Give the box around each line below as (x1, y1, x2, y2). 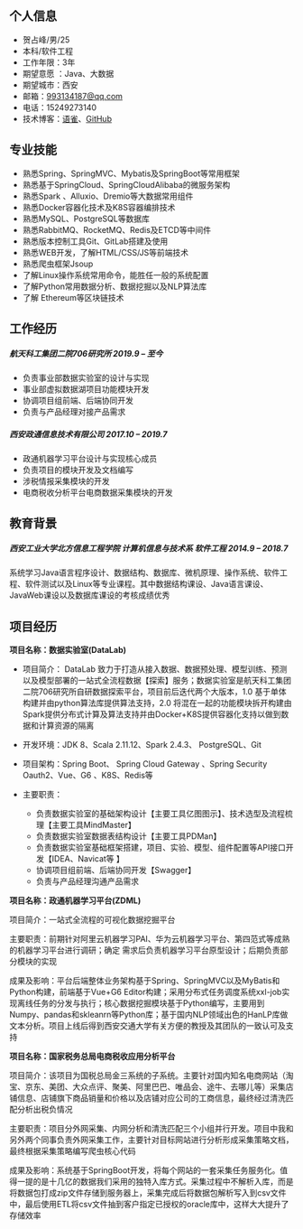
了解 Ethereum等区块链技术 (22, 292, 124, 303)
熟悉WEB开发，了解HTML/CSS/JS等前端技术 (22, 247, 189, 257)
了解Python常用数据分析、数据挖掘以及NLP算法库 (22, 281, 207, 292)
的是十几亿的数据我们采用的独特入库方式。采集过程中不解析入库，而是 (32, 1177, 294, 1187)
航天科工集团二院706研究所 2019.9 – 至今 (9, 348, 163, 358)
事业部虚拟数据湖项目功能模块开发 (22, 383, 150, 395)
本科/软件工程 (22, 45, 74, 56)
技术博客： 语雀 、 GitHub (22, 113, 113, 124)
